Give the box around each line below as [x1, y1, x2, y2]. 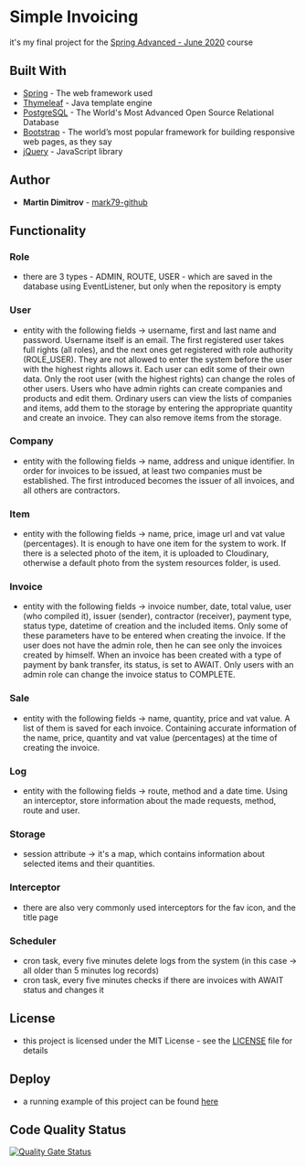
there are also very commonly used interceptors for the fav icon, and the [22, 902, 297, 913]
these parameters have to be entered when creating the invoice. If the [22, 630, 286, 641]
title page [22, 912, 59, 923]
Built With [9, 63, 67, 79]
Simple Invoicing [9, 6, 139, 27]
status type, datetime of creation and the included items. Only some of [22, 620, 289, 632]
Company [9, 434, 54, 447]
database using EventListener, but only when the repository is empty [22, 281, 281, 292]
